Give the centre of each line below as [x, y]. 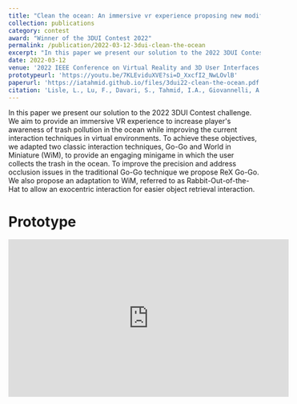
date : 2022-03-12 [37, 61]
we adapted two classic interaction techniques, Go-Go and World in [120, 147]
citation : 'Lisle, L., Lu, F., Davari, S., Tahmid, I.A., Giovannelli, [130, 90]
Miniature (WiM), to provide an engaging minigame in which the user [121, 155]
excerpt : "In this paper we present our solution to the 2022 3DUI [123, 53]
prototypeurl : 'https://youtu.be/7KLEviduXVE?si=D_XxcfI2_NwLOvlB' [123, 75]
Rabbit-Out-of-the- [218, 181]
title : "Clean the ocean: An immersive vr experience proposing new [125, 16]
